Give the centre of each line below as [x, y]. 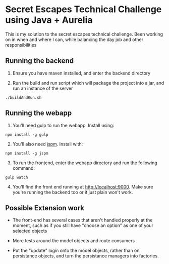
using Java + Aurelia [49, 20]
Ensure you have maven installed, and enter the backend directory [81, 73]
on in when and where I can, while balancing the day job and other [74, 40]
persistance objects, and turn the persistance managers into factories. [86, 256]
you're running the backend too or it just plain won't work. [73, 192]
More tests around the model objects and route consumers [74, 241]
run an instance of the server [43, 88]
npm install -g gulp [27, 135]
